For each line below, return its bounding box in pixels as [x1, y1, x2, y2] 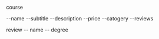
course [6, 4, 24, 10]
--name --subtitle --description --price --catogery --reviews [6, 15, 154, 22]
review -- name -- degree [6, 26, 69, 33]
